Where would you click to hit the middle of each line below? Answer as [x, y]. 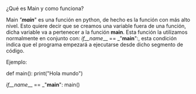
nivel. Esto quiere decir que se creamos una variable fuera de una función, [96, 26]
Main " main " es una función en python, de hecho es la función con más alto [98, 20]
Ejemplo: [17, 62]
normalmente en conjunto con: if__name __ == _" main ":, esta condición [92, 38]
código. [15, 51]
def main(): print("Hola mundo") [45, 73]
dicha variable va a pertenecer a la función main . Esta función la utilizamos [97, 32]
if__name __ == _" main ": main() [43, 85]
